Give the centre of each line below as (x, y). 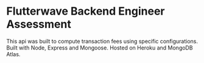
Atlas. (13, 54)
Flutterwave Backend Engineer (86, 11)
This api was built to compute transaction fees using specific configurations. (102, 41)
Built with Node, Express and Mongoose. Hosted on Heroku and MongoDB (100, 48)
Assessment (39, 24)
